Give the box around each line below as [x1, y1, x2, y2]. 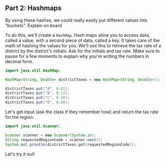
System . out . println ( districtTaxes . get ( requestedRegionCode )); [5, 142, 136, 147]
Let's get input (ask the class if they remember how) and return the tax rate [5, 109, 159, 115]
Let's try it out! [5, 151, 35, 157]
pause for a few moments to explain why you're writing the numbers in [5, 53, 150, 59]
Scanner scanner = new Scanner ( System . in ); [5, 133, 97, 138]
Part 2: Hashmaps [5, 4, 62, 12]
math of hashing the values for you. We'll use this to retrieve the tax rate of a [5, 42, 162, 49]
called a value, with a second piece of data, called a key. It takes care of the [5, 37, 160, 43]
